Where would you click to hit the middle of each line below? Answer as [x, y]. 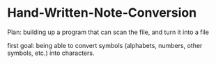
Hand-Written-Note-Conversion [102, 13]
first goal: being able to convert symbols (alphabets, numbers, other [105, 45]
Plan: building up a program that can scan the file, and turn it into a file [108, 32]
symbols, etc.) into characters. [51, 53]
